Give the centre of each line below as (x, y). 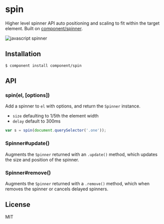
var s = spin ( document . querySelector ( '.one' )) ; (56, 131)
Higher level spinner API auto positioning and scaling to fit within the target (83, 23)
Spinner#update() (28, 143)
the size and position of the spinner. (42, 160)
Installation (23, 54)
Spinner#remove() (28, 173)
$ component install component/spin (43, 66)
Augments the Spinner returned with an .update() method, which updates (81, 154)
